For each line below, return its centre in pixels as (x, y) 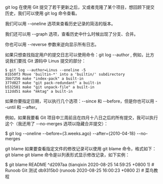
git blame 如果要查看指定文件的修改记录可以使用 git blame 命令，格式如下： (81, 149)
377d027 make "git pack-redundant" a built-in (53, 83)
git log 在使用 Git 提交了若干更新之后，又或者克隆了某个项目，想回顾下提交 (80, 7)
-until (10, 107)
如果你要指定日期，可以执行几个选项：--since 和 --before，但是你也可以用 (80, 101)
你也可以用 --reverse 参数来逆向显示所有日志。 (52, 44)
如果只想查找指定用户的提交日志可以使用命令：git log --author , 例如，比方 (80, 55)
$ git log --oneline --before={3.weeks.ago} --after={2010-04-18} (70, 133)
